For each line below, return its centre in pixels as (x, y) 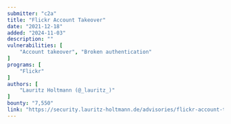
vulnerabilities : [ (35, 45)
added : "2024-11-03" (37, 33)
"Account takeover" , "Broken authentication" (86, 52)
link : (15, 110)
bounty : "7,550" (30, 103)
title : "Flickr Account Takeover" (57, 20)
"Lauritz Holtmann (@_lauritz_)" (67, 90)
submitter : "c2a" (32, 13)
